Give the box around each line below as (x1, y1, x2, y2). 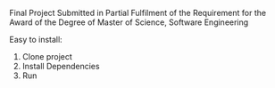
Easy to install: (9, 35, 62, 44)
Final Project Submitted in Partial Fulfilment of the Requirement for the (9, 8, 266, 18)
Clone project (21, 52, 73, 61)
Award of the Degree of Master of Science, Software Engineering (9, 17, 249, 28)
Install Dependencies (21, 61, 100, 71)
